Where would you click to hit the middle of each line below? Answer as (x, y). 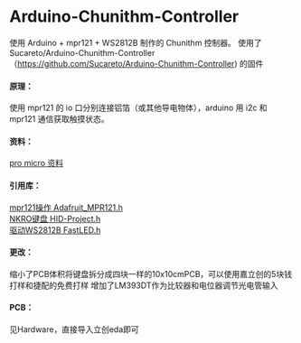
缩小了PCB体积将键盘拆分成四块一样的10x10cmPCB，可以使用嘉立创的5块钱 (150, 273)
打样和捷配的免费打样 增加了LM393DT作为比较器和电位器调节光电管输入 (144, 285)
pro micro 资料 (36, 163)
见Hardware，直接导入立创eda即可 (74, 329)
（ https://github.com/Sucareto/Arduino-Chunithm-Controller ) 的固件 (136, 63)
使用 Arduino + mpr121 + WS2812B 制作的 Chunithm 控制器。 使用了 (136, 42)
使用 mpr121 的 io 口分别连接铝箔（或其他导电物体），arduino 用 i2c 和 (139, 108)
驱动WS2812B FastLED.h (55, 230)
